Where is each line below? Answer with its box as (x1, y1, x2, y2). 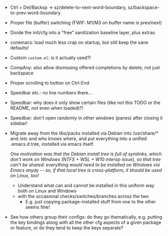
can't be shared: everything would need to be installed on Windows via (10, 162, 160, 168)
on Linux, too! (10, 173, 39, 178)
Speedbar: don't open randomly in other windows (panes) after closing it (10, 115, 163, 121)
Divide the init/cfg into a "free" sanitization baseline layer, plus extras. (10, 30, 156, 35)
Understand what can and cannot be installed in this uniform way (17, 182, 155, 188)
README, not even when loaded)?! (10, 105, 83, 111)
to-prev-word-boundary (10, 10, 61, 16)
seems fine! (25, 204, 50, 210)
